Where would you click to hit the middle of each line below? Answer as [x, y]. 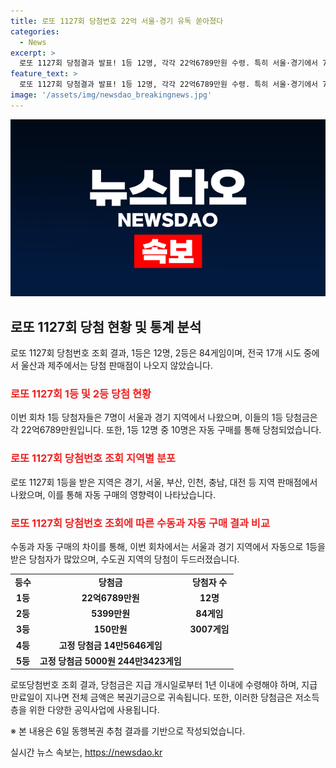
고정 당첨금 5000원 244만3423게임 [110, 661]
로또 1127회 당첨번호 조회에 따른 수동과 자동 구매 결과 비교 [140, 523]
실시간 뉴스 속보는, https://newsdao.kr [86, 752]
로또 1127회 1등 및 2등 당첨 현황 [81, 393]
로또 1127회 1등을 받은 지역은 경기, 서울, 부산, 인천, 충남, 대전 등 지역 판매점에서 [164, 482]
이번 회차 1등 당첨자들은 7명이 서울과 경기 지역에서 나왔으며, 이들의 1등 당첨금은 [164, 417]
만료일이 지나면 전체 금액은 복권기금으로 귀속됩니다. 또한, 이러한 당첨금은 [151, 697]
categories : [35, 31]
